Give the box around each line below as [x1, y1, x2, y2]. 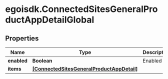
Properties [5, 34, 39, 42]
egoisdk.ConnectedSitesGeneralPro [5, 3, 158, 15]
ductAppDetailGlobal [5, 14, 94, 25]
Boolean [32, 57, 52, 64]
